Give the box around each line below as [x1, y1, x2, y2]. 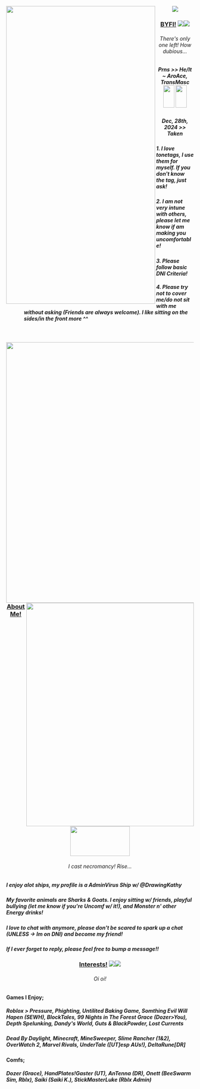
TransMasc [160, 79, 190, 86]
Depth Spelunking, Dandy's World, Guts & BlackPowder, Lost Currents [6, 1020, 184, 1027]
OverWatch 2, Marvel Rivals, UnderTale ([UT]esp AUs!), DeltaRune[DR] [6, 1041, 186, 1048]
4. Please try [156, 284, 189, 291]
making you [156, 229, 186, 237]
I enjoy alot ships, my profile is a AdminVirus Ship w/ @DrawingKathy [6, 881, 182, 888]
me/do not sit [156, 296, 190, 303]
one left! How [158, 41, 192, 48]
